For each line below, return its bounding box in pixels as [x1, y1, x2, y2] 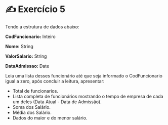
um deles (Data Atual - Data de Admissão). [12, 99, 102, 105]
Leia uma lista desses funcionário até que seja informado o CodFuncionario [5, 72, 163, 78]
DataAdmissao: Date [5, 63, 50, 69]
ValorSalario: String [5, 53, 47, 59]
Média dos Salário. [12, 109, 52, 115]
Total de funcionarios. [12, 88, 58, 94]
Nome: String [5, 43, 34, 49]
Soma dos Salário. [12, 104, 51, 110]
